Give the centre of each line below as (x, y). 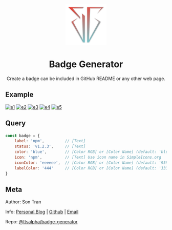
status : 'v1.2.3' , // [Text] (50, 147)
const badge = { (23, 136)
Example (19, 95)
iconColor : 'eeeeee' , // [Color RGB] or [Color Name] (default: (86, 163)
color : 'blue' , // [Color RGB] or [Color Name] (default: (86, 152)
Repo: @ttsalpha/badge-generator (41, 222)
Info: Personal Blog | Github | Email (42, 212)
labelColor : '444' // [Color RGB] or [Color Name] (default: (86, 168)
